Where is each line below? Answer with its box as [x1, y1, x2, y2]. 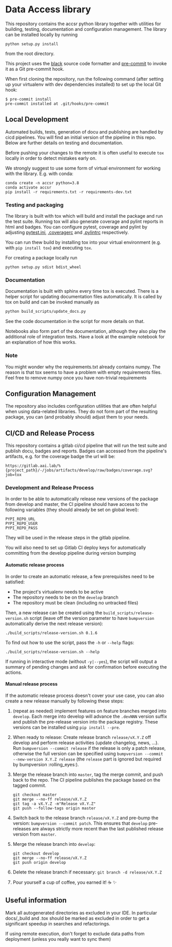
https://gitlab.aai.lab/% [5, 463, 61, 468]
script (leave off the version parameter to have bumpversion [29, 615, 155, 621]
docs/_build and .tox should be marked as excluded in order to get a [5, 915, 149, 921]
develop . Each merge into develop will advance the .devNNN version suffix [12, 713, 167, 719]
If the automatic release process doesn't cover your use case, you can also [5, 692, 164, 698]
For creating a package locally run [5, 255, 78, 261]
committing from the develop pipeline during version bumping [5, 550, 136, 556]
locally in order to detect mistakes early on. [5, 155, 97, 161]
